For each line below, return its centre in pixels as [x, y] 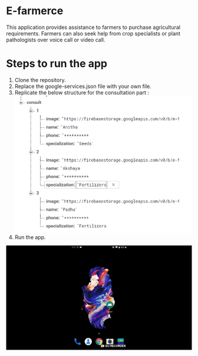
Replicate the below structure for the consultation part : [82, 92]
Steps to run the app [57, 64]
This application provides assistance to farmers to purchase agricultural [93, 27]
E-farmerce [35, 11]
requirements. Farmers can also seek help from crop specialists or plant [93, 33]
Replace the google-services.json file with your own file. [83, 86]
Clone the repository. [40, 80]
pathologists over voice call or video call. [56, 40]
